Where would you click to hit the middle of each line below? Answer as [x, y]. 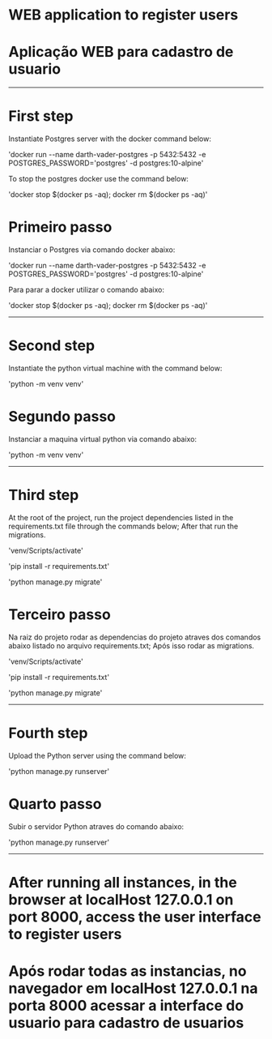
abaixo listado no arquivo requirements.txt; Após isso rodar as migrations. [132, 645]
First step [41, 116]
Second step [52, 346]
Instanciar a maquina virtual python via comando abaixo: [102, 438]
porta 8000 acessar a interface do [126, 1006]
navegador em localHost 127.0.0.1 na [133, 988]
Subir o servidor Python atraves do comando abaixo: [96, 826]
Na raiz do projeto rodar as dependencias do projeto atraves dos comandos [135, 637]
